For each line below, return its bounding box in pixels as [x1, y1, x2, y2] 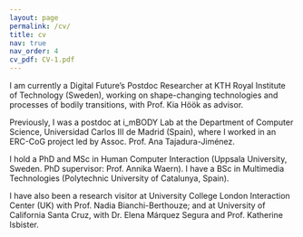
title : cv [9, 30, 47, 39]
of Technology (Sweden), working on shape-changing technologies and [9, 90, 279, 100]
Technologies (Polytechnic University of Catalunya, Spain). [9, 173, 230, 184]
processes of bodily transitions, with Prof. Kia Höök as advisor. [9, 100, 244, 109]
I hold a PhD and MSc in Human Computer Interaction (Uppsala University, [9, 154, 288, 164]
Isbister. [9, 219, 39, 230]
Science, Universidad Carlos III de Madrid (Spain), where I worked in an [9, 127, 277, 137]
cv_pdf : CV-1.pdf [9, 55, 75, 64]
